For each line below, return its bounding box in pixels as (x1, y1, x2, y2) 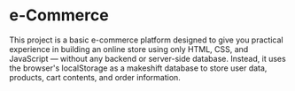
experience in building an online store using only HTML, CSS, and (9, 43, 249, 54)
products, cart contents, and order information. (9, 72, 182, 82)
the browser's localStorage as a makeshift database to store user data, (9, 63, 268, 73)
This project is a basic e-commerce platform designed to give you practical (9, 34, 283, 45)
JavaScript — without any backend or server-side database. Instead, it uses (9, 53, 286, 64)
